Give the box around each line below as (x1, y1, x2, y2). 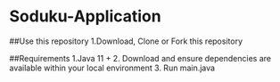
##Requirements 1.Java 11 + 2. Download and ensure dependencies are (9, 53, 272, 63)
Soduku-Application (9, 6, 162, 27)
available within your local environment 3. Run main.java (9, 62, 216, 73)
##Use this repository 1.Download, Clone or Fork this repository (9, 36, 243, 46)
